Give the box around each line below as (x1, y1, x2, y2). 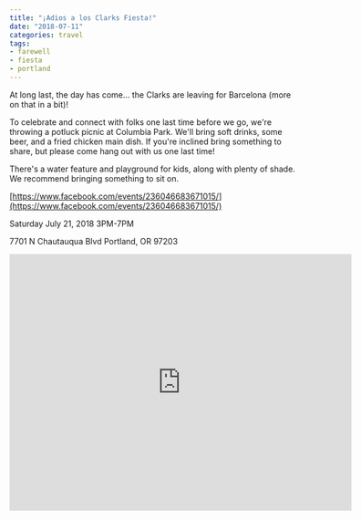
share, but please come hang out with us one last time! (9, 145, 216, 156)
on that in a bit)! (9, 99, 68, 109)
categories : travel (9, 30, 84, 39)
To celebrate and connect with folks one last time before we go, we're (9, 116, 272, 128)
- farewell (9, 47, 51, 57)
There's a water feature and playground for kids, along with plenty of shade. (9, 163, 296, 174)
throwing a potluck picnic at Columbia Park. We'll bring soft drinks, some (9, 126, 283, 137)
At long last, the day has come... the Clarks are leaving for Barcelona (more (9, 88, 292, 100)
